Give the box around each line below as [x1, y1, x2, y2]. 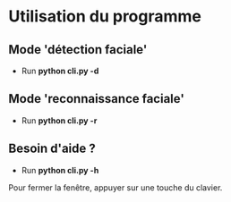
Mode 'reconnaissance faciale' [8, 91, 184, 106]
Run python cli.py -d [21, 65, 99, 76]
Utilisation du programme [8, 6, 202, 27]
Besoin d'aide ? [8, 141, 96, 156]
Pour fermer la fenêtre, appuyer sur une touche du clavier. [8, 181, 223, 193]
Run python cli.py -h [21, 164, 99, 175]
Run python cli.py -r [21, 114, 98, 126]
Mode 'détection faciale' [8, 42, 148, 57]
